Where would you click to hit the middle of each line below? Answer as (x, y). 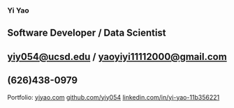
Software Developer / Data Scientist (87, 33)
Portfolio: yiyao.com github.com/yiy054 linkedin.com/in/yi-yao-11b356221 (114, 97)
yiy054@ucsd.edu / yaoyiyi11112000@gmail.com (117, 57)
